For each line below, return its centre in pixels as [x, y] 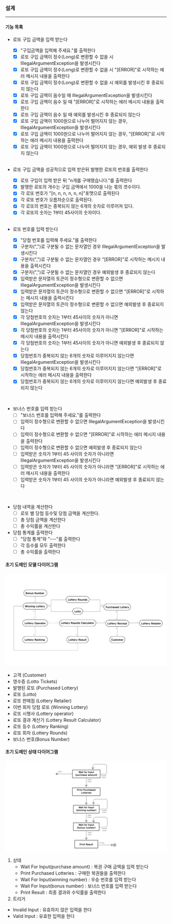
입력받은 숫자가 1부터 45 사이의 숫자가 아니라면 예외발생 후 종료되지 [88, 479]
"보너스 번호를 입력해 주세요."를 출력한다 [61, 415]
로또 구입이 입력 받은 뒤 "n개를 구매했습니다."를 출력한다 [76, 180]
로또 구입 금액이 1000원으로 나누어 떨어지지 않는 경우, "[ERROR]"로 [88, 134]
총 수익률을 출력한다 [40, 552]
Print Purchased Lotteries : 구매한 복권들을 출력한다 [73, 873]
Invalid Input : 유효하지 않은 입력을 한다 [52, 910]
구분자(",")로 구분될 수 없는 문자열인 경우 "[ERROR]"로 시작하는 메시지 [90, 259]
